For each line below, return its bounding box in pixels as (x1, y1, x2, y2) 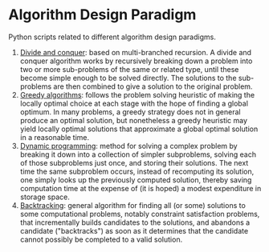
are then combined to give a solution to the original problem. (53, 82, 253, 91)
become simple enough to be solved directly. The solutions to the (19, 73, 237, 82)
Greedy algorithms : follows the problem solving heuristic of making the (19, 90, 255, 99)
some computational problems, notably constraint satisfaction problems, (19, 209, 260, 218)
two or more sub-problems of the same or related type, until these (19, 64, 239, 74)
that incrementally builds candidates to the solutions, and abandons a (19, 218, 251, 227)
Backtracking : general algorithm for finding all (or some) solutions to (19, 200, 247, 210)
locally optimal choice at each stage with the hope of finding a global (19, 98, 249, 108)
